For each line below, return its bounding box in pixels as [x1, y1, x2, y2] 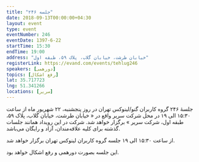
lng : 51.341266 [6, 83, 45, 89]
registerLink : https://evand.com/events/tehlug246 [6, 60, 138, 66]
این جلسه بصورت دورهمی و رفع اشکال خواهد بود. [6, 148, 119, 156]
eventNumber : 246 [6, 32, 51, 38]
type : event [6, 26, 37, 32]
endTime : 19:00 [6, 49, 45, 55]
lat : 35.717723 [6, 77, 45, 83]
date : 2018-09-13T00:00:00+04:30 [6, 15, 92, 21]
